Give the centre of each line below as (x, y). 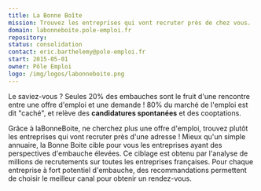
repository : (28, 37)
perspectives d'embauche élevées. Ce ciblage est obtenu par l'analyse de (128, 153)
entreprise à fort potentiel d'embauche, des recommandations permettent (127, 170)
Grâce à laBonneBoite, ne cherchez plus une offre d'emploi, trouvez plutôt (128, 128)
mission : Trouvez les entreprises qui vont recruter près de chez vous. (130, 23)
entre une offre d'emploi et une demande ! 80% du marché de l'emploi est (128, 105)
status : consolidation (45, 45)
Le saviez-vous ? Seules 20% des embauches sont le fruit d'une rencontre (129, 96)
